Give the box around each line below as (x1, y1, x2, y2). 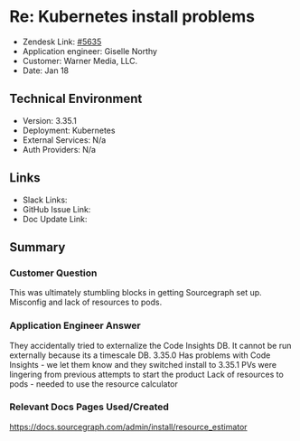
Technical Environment (9, 91, 143, 107)
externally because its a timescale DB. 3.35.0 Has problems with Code (9, 350, 271, 361)
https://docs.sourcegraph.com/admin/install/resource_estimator (9, 421, 248, 432)
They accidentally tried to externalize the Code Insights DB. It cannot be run (9, 340, 292, 351)
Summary (9, 239, 66, 255)
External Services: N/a (22, 134, 107, 145)
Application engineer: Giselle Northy (22, 45, 158, 56)
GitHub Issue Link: (22, 203, 91, 214)
